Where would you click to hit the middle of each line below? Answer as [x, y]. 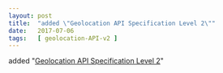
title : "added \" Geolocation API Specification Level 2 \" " [112, 23]
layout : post [30, 16]
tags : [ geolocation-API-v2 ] [63, 38]
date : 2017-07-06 [41, 30]
